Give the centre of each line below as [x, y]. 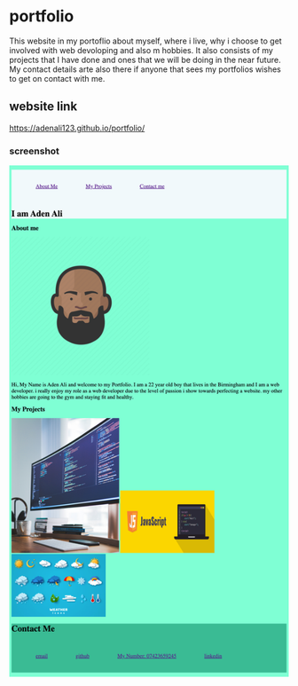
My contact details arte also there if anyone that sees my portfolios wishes [145, 69]
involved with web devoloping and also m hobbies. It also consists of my [141, 50]
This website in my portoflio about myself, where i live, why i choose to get [145, 41]
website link [43, 107]
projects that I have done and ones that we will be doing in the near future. [145, 59]
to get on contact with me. [57, 78]
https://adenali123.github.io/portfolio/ [77, 128]
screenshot [35, 151]
